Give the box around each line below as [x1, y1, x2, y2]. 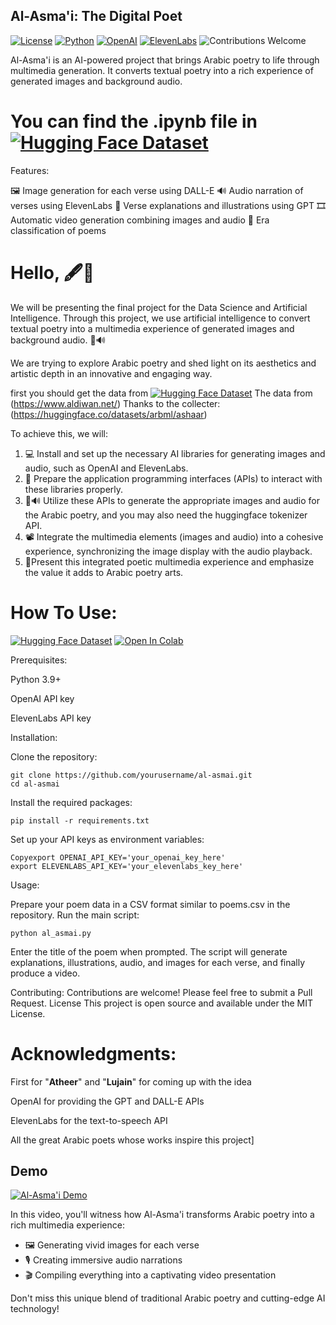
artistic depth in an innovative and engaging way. [10, 367, 213, 379]
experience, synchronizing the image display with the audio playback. [24, 545, 313, 557]
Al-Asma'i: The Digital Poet [10, 8, 183, 25]
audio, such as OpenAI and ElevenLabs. [24, 462, 189, 474]
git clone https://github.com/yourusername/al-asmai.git [10, 770, 253, 780]
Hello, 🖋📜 [10, 261, 95, 284]
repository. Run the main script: [10, 909, 140, 921]
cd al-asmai [10, 779, 60, 789]
